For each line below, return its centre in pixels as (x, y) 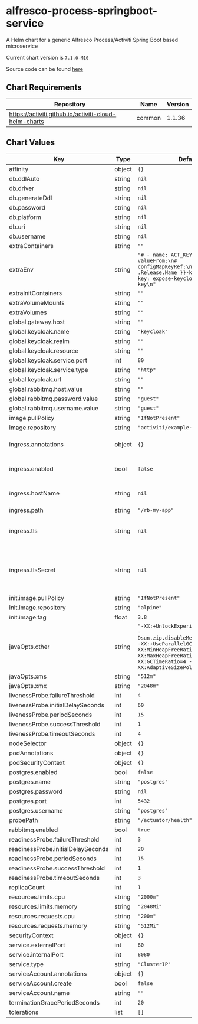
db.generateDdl (31, 198)
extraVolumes (28, 312)
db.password (27, 207)
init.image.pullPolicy (37, 598)
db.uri (17, 227)
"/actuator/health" (165, 820)
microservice (22, 46)
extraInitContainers (36, 293)
